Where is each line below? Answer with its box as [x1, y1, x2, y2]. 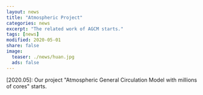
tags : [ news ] [6, 31, 40, 38]
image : [6, 48, 23, 54]
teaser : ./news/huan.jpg [12, 54, 75, 60]
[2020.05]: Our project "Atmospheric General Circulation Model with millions [6, 76, 198, 84]
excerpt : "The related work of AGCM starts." [6, 25, 123, 32]
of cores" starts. [6, 82, 47, 90]
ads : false [12, 59, 40, 65]
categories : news [6, 20, 50, 26]
